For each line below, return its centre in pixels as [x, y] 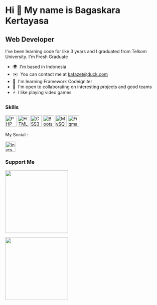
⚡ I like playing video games [42, 92]
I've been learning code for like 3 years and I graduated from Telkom [76, 51]
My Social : [17, 135]
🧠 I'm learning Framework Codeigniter [52, 81]
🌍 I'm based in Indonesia [39, 67]
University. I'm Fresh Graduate [37, 57]
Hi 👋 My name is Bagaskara [63, 10]
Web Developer [30, 39]
